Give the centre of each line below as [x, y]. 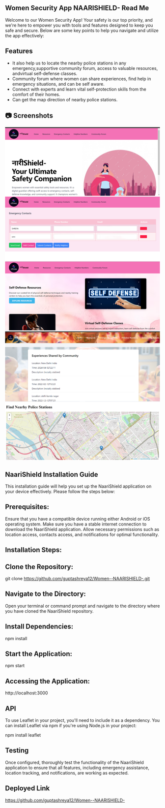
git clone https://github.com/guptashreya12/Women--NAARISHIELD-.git [78, 578]
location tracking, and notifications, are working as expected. [67, 773]
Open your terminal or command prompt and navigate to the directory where [82, 606]
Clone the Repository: [39, 567]
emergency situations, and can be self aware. [58, 84]
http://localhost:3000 [27, 693]
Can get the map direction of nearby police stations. [65, 99]
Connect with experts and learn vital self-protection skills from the [79, 89]
